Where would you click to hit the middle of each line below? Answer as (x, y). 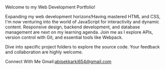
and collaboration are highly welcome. (44, 52)
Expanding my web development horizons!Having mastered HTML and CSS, (83, 16)
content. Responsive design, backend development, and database (73, 27)
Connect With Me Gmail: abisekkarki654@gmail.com (58, 61)
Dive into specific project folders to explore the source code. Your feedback (82, 47)
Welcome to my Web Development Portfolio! (50, 7)
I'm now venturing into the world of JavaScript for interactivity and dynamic (82, 22)
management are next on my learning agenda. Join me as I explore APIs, (79, 32)
